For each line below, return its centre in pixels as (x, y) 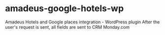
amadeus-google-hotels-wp (65, 9)
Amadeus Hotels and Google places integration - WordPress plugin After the (82, 22)
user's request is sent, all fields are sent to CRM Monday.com (67, 27)
